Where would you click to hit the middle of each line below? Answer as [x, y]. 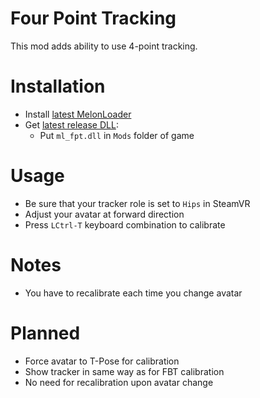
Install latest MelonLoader [78, 114]
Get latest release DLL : [71, 124]
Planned [45, 333]
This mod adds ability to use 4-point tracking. [104, 46]
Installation [58, 86]
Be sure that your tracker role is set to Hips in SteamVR [137, 203]
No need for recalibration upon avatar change [119, 382]
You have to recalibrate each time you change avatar [133, 293]
